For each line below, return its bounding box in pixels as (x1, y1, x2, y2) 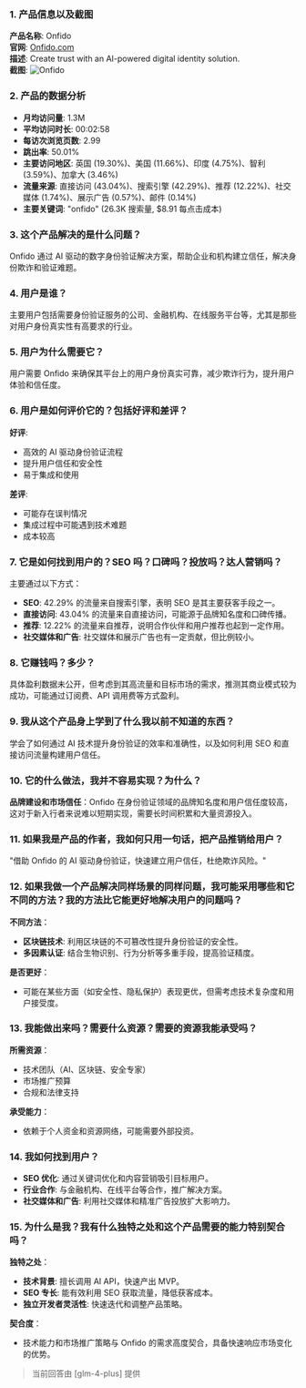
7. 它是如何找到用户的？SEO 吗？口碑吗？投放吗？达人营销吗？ (9, 556, 282, 568)
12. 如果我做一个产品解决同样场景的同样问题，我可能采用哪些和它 (9, 881, 295, 893)
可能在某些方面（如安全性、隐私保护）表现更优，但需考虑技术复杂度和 (22, 985, 287, 996)
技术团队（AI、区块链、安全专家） (22, 1064, 151, 1075)
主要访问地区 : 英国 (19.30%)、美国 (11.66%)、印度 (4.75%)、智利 (22, 158, 266, 168)
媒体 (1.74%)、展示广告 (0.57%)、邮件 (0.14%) (22, 191, 197, 202)
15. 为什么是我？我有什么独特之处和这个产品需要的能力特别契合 (9, 1220, 285, 1233)
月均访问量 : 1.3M (22, 112, 86, 123)
